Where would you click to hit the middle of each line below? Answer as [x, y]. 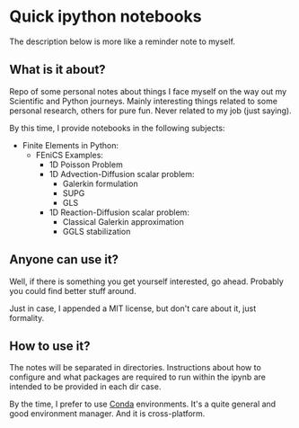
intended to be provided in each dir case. [85, 387]
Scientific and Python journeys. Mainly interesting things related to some [144, 101]
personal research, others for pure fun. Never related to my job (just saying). [150, 111]
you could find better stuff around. [73, 290]
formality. [27, 317]
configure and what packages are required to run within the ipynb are [138, 377]
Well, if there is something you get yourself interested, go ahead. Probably [147, 281]
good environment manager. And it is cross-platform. [107, 414]
